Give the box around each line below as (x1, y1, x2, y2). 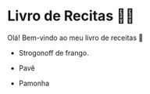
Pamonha (18, 78, 50, 88)
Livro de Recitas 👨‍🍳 (7, 7, 135, 25)
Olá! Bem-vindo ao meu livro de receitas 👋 (7, 33, 144, 42)
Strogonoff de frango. (18, 48, 89, 57)
